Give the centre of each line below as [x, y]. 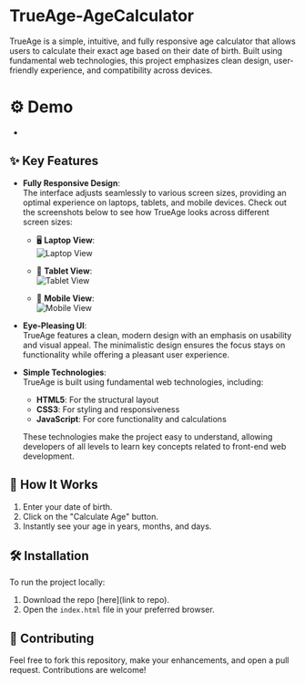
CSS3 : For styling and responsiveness [108, 409]
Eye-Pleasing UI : [55, 326]
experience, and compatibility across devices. [127, 70]
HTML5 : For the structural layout [97, 399]
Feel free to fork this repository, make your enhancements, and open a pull [149, 660]
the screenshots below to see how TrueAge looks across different [146, 212]
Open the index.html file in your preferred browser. [119, 610]
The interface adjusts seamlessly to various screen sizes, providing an [154, 192]
